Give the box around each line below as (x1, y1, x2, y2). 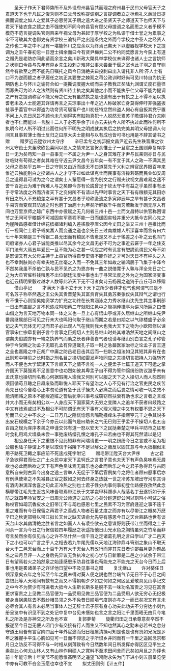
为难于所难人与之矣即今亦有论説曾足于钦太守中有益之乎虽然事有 (27, 183, 161, 189)
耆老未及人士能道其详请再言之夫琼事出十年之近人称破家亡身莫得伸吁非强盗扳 (5, 100, 166, 106)
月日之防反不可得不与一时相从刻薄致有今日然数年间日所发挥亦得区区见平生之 (5, 641, 166, 647)
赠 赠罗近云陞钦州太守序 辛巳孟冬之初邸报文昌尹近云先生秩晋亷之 (5, 138, 159, 144)
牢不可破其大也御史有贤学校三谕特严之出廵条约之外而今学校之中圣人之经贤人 (5, 36, 166, 42)
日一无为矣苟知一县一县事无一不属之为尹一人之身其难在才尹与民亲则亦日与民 (5, 151, 166, 157)
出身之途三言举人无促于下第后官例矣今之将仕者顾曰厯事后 (40, 469, 161, 475)
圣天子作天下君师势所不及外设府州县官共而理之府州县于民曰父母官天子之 (14, 5, 166, 10)
